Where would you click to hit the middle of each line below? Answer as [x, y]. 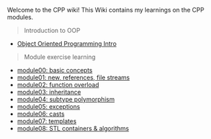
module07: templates [47, 121]
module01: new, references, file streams [73, 77]
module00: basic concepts [55, 70]
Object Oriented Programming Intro [67, 43]
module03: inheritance [49, 92]
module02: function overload [58, 85]
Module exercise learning [60, 57]
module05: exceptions [48, 106]
